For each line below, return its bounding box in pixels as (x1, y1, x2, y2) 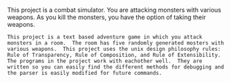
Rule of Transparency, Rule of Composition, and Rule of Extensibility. (7, 51, 221, 58)
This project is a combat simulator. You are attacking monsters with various (7, 6, 221, 14)
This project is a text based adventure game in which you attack (7, 34, 203, 40)
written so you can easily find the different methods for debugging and (7, 64, 225, 71)
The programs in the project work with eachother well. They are (7, 58, 203, 64)
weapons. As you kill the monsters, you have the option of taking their (7, 13, 206, 21)
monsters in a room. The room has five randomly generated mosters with (7, 40, 225, 47)
